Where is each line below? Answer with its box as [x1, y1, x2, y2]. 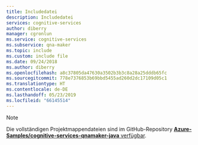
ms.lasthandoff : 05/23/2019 [6, 92, 77, 98]
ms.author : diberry [6, 64, 55, 70]
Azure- [173, 125, 192, 132]
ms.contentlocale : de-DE [6, 87, 68, 92]
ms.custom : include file [6, 53, 68, 59]
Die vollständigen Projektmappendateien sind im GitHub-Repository [6, 125, 173, 132]
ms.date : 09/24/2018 [6, 58, 58, 64]
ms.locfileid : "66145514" [6, 97, 71, 103]
